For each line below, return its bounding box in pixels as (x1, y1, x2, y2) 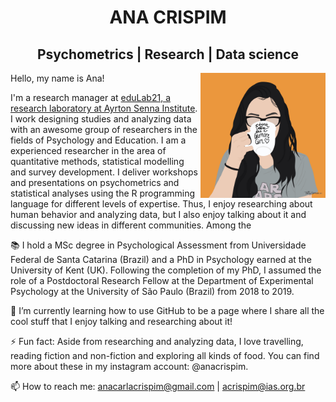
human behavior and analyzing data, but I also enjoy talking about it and (10, 209, 307, 220)
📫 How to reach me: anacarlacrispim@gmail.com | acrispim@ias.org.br (10, 381, 306, 392)
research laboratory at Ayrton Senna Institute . (10, 102, 198, 114)
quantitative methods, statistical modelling (10, 156, 185, 167)
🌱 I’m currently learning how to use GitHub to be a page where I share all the (10, 305, 325, 316)
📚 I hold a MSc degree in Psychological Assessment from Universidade (10, 239, 307, 251)
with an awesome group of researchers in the (10, 124, 198, 135)
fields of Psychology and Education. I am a (10, 134, 187, 146)
